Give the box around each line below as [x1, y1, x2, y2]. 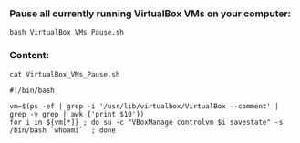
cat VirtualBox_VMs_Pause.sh [9, 69, 120, 79]
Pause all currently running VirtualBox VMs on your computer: [9, 7, 292, 20]
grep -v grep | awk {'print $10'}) [9, 109, 145, 118]
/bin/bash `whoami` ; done [9, 126, 117, 135]
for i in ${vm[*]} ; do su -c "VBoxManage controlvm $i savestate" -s [9, 117, 284, 127]
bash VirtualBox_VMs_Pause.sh [9, 28, 125, 37]
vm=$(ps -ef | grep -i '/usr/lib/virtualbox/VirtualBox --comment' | [9, 101, 280, 111]
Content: [9, 49, 50, 62]
